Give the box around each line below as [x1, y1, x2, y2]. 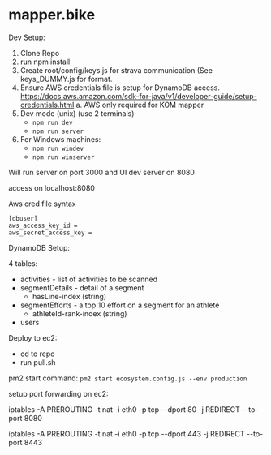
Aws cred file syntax [8, 199, 76, 208]
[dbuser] [8, 214, 38, 222]
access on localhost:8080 [8, 182, 96, 192]
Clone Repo [19, 48, 60, 58]
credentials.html [19, 100, 75, 109]
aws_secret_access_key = [8, 229, 92, 237]
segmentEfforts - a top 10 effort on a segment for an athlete [19, 300, 220, 310]
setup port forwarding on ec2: [8, 388, 109, 398]
